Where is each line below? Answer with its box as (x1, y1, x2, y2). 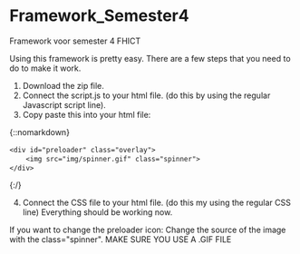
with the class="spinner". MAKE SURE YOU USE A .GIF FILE (9, 233, 232, 245)
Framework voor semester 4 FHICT (9, 35, 141, 46)
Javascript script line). (22, 99, 106, 110)
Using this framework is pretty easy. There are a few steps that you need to (9, 53, 292, 63)
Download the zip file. (22, 80, 104, 91)
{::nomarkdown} (9, 126, 71, 137)
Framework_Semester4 (9, 5, 189, 26)
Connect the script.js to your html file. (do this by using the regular (22, 90, 271, 101)
